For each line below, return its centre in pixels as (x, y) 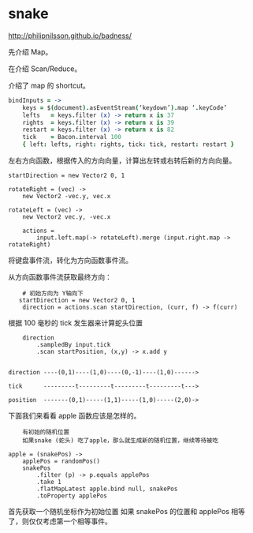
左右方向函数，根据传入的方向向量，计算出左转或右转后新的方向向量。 (122, 161)
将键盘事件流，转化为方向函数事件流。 (70, 261)
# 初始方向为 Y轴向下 (53, 294)
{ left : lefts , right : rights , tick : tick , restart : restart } (128, 145)
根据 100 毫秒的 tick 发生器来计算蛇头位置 (76, 323)
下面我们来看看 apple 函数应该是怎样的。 (74, 416)
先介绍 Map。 (30, 51)
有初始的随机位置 (46, 432)
